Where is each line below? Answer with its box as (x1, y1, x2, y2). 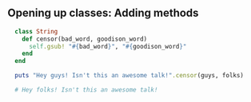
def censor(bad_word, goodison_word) (22, 35, 148, 43)
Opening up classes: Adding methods (7, 6, 199, 20)
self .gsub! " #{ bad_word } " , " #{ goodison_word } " (28, 42, 187, 50)
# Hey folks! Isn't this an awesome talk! (14, 86, 158, 94)
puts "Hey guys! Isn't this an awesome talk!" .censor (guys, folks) (14, 72, 245, 80)
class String (14, 27, 58, 35)
